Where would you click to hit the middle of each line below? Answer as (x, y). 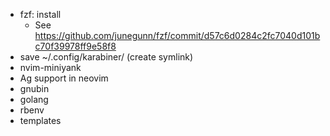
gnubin (34, 88)
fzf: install (40, 14)
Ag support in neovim (64, 78)
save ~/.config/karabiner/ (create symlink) (106, 57)
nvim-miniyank (50, 67)
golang (34, 99)
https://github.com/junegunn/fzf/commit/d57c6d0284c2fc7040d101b (177, 35)
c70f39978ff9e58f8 (75, 46)
